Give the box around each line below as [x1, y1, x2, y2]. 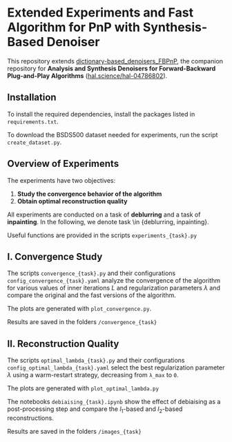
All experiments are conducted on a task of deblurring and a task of [7, 210, 201, 219]
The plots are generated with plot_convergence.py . [7, 305, 152, 313]
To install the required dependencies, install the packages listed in [7, 110, 195, 118]
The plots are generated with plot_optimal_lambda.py [7, 384, 159, 392]
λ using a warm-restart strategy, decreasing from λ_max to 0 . [7, 371, 179, 379]
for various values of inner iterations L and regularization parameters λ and [7, 284, 221, 292]
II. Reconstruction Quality [7, 338, 119, 350]
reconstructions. [7, 414, 54, 422]
